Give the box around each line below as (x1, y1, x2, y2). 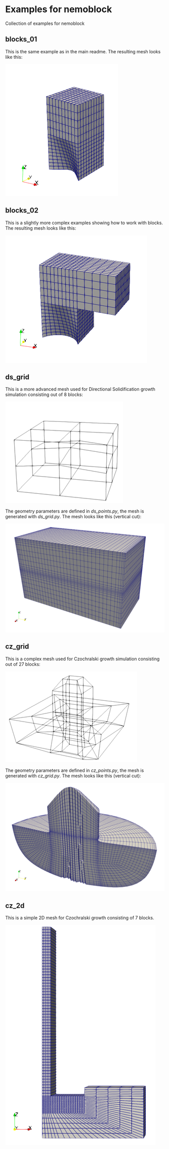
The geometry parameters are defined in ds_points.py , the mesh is (5, 508, 144, 514)
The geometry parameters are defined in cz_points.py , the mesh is (5, 767, 144, 773)
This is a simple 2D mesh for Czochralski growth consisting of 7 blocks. (5, 915, 154, 921)
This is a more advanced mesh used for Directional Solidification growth (5, 386, 156, 392)
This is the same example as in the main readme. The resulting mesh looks (5, 48, 161, 54)
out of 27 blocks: (5, 661, 40, 667)
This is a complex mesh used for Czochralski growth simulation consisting (5, 656, 160, 662)
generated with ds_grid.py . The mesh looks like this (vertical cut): (5, 514, 142, 520)
